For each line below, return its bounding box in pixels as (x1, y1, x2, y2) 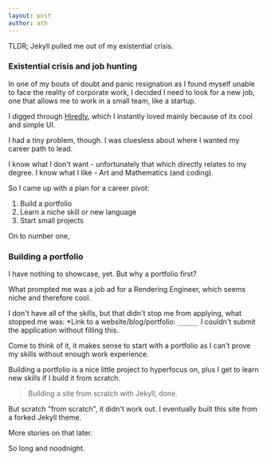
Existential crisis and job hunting (8, 61, 138, 72)
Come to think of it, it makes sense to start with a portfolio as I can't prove (8, 341, 251, 351)
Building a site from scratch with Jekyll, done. (27, 388, 178, 399)
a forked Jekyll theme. (8, 412, 82, 423)
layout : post (8, 11, 52, 20)
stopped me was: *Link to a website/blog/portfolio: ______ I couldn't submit (8, 317, 256, 327)
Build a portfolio (19, 199, 73, 208)
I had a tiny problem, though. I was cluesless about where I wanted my (8, 135, 240, 144)
